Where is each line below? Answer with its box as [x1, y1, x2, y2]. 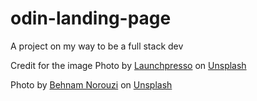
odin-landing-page [10, 7, 172, 30]
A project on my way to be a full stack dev [10, 40, 184, 52]
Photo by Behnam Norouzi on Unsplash [10, 78, 173, 91]
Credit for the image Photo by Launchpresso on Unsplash [10, 59, 247, 71]
